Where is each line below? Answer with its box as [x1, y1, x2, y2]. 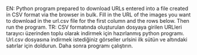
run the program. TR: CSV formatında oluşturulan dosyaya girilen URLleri [6, 23, 182, 30]
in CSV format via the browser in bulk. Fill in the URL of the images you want [6, 11, 191, 18]
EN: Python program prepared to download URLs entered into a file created [6, 5, 188, 12]
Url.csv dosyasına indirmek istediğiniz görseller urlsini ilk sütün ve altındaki [6, 36, 188, 43]
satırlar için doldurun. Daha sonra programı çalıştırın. [6, 42, 133, 49]
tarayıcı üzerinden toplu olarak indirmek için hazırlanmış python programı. [6, 30, 185, 37]
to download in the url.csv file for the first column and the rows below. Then [6, 18, 190, 24]
